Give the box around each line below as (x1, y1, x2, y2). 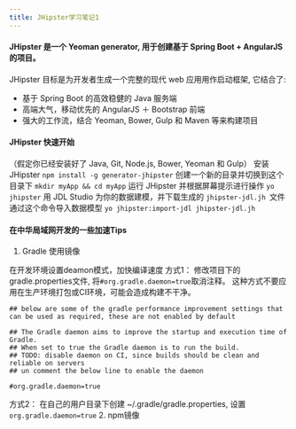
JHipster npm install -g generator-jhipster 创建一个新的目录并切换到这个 (9, 169, 284, 180)
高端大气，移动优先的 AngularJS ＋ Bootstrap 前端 (21, 104, 206, 114)
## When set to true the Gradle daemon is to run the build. (9, 343, 240, 353)
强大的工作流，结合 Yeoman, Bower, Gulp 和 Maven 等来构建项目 (21, 114, 259, 125)
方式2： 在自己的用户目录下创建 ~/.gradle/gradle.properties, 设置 (9, 399, 246, 409)
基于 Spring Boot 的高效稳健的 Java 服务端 (21, 92, 177, 103)
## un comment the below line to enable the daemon (9, 367, 204, 376)
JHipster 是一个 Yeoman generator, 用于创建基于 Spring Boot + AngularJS (9, 42, 284, 52)
